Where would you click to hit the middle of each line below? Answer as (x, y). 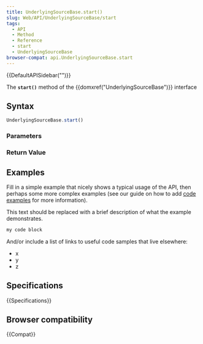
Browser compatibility (50, 320)
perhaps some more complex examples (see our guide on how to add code (101, 193)
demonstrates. (25, 218)
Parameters (24, 136)
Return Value (26, 153)
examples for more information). (47, 200)
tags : (13, 23)
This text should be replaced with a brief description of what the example (99, 212)
